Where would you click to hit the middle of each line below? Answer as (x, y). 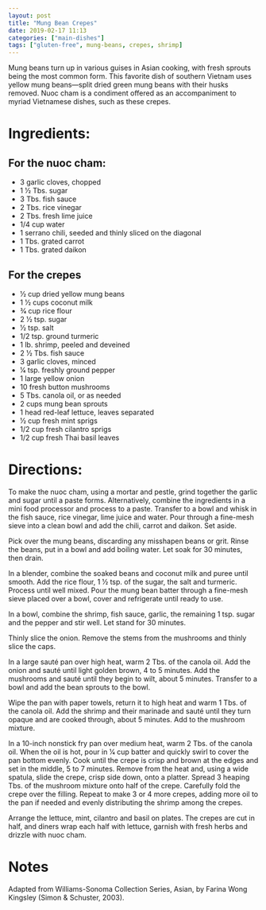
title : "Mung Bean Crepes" (53, 23)
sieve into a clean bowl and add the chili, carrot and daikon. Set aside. (122, 525)
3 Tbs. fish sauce (48, 199)
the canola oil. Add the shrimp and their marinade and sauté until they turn (130, 711)
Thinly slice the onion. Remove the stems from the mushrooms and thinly (127, 638)
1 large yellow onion (52, 378)
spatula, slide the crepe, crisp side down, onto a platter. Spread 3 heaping (129, 777)
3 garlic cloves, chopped (60, 182)
